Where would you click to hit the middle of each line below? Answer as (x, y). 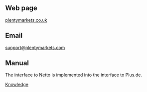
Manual (17, 63)
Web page (21, 8)
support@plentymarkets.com (35, 47)
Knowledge (17, 85)
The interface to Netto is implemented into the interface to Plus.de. (73, 75)
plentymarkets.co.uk (26, 20)
